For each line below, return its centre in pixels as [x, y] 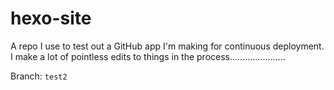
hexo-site [51, 18]
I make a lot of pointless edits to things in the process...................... [148, 56]
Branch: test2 [39, 76]
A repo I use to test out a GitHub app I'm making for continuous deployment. [167, 46]
